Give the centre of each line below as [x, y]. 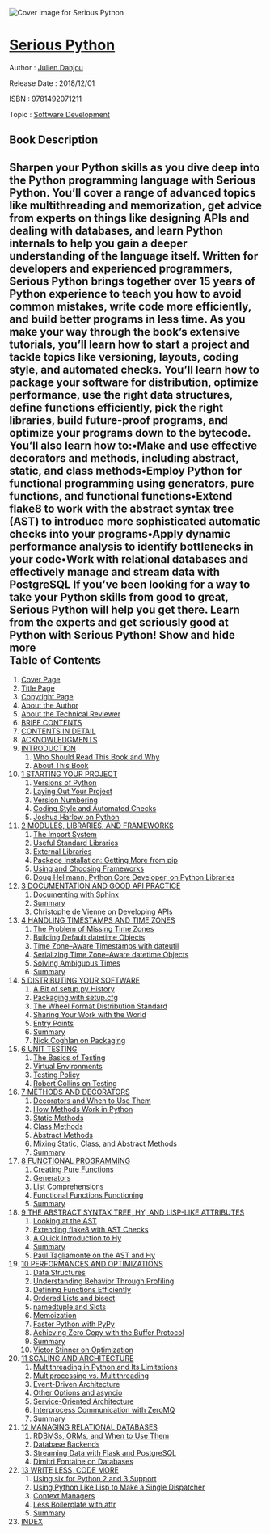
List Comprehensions [68, 1187]
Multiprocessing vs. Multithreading [91, 1376]
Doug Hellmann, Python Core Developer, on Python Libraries [134, 877]
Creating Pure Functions [73, 1169]
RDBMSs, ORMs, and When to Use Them [101, 1436]
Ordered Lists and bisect [74, 1299]
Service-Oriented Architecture [83, 1401]
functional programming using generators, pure [132, 483]
